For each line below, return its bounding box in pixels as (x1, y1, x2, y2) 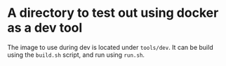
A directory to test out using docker (7, 5, 219, 21)
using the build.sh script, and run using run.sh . (7, 51, 145, 59)
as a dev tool (7, 20, 83, 36)
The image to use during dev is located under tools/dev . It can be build (7, 43, 213, 51)
